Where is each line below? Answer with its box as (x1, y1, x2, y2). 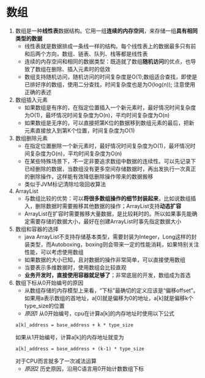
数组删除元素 (15, 134, 48, 142)
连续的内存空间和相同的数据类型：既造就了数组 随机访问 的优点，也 (24, 58, 191, 65)
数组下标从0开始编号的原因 (15, 279, 84, 286)
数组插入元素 (15, 96, 48, 103)
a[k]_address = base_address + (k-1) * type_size (15, 345, 145, 352)
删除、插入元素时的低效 (51, 65, 111, 72)
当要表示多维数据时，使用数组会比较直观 (24, 263, 127, 271)
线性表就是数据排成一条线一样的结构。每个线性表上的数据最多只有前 (24, 42, 196, 50)
